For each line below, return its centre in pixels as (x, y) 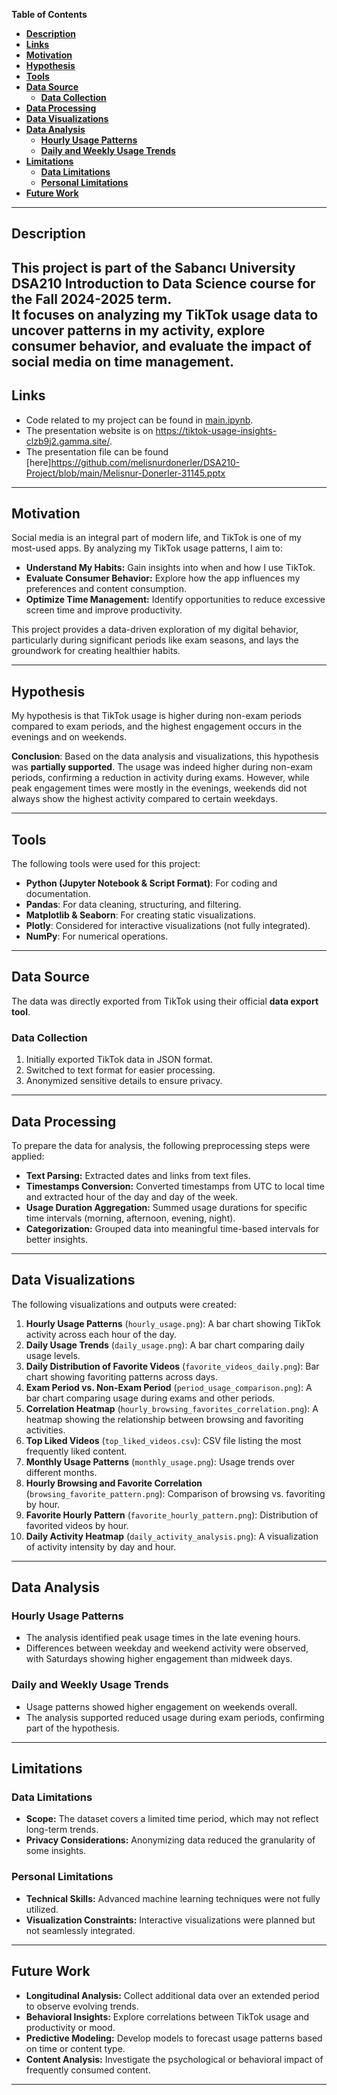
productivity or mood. (70, 2027)
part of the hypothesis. (72, 1728)
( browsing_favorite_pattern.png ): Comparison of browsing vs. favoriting (175, 1493)
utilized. (42, 1909)
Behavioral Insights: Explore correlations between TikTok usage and (167, 2016)
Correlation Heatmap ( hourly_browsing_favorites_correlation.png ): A (172, 1408)
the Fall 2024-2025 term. (92, 299)
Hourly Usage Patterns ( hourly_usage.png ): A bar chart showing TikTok (173, 1323)
